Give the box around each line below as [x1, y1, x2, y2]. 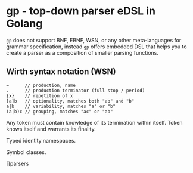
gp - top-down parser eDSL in [6, 4, 156, 18]
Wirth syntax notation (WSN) [6, 67, 116, 77]
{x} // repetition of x [6, 92, 73, 99]
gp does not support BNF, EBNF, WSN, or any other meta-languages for [6, 36, 182, 44]
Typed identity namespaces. [6, 137, 76, 144]
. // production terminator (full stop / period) [6, 88, 145, 94]
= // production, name [6, 82, 76, 88]
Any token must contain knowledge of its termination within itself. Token [6, 119, 183, 126]
